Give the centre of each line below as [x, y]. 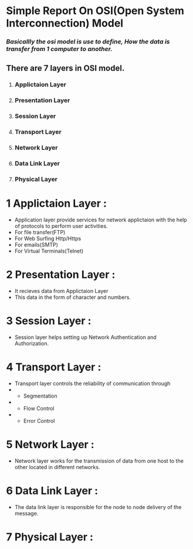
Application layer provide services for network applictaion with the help [101, 220]
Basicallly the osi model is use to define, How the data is [88, 42]
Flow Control [39, 408]
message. [26, 513]
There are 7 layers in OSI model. [65, 68]
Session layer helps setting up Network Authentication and [85, 337]
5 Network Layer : [50, 444]
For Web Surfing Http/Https [48, 238]
